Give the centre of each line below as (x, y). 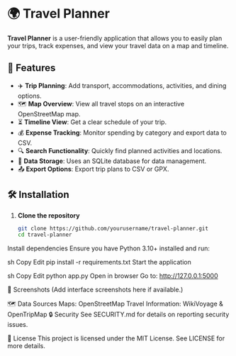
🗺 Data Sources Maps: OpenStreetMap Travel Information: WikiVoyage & (115, 304)
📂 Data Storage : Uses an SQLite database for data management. (112, 161)
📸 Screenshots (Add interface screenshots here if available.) (95, 290)
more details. (27, 346)
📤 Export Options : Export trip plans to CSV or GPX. (93, 169)
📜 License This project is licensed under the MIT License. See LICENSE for (116, 338)
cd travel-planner (45, 235)
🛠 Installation (38, 195)
